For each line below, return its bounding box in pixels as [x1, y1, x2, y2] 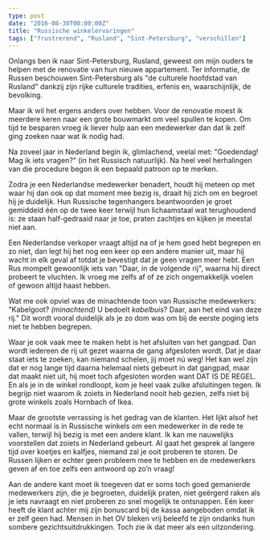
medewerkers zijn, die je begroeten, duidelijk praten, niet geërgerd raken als [8, 488, 261, 498]
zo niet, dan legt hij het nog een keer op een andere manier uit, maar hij [8, 247, 245, 256]
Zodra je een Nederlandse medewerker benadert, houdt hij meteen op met [8, 180, 256, 190]
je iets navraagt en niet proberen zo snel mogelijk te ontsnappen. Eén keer [8, 497, 255, 506]
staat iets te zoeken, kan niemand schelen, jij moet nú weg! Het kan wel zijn [8, 354, 259, 364]
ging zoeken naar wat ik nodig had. [8, 132, 125, 141]
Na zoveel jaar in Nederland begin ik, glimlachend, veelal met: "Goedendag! [8, 147, 259, 157]
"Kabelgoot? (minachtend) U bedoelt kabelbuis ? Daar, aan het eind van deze [8, 305, 262, 314]
